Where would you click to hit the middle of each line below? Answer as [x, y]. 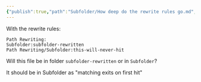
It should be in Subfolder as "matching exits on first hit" [74, 72]
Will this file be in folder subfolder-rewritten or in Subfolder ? [82, 61]
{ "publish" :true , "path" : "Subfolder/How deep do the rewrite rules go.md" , [101, 12]
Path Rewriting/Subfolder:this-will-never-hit [65, 50]
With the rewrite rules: [33, 29]
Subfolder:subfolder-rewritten [45, 45]
